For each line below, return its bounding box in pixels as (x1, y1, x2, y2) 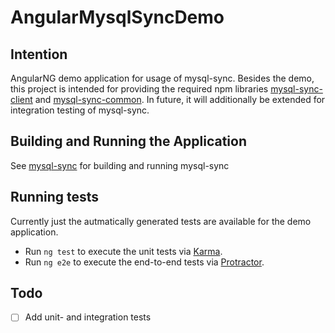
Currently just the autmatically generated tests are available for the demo (10, 215, 312, 227)
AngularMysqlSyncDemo (10, 6, 225, 29)
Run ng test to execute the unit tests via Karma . (24, 245, 223, 257)
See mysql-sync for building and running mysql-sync (10, 159, 230, 171)
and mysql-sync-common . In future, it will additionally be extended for (34, 94, 326, 105)
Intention (10, 46, 68, 63)
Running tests (10, 189, 100, 206)
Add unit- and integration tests (24, 311, 152, 323)
